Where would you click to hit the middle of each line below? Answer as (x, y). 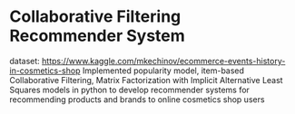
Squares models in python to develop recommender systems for (129, 90)
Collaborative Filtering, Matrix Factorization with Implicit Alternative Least (146, 80)
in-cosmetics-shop (45, 71)
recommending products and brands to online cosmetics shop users (137, 99)
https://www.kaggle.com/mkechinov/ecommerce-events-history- (164, 61)
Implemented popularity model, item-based (163, 71)
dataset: (25, 61)
